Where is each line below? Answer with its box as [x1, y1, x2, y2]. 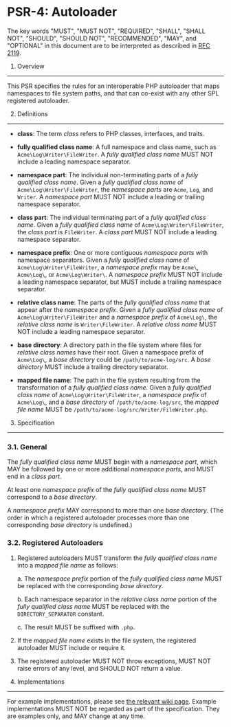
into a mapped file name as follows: [16, 561, 118, 569]
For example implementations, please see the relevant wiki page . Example [7, 697, 217, 705]
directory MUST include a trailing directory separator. [16, 362, 168, 371]
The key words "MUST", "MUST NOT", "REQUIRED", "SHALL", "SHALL [7, 27, 206, 35]
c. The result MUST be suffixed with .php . [16, 623, 135, 631]
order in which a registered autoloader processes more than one [7, 513, 190, 522]
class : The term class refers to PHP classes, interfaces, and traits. [16, 129, 205, 137]
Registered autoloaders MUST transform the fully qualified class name [16, 554, 218, 562]
